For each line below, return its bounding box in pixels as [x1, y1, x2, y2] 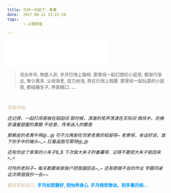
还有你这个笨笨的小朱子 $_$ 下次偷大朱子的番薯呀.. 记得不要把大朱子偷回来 [7, 149, 161, 155]
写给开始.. [7, 105, 28, 111]
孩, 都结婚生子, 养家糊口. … [19, 84, 76, 90]
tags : [7, 17, 19, 22]
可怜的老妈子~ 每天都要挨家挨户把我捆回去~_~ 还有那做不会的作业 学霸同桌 [7, 165, 163, 171]
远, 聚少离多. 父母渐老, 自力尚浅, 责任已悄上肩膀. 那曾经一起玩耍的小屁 [19, 78, 164, 84]
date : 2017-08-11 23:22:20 [7, 12, 66, 17]
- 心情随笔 [23, 21, 43, 27]
